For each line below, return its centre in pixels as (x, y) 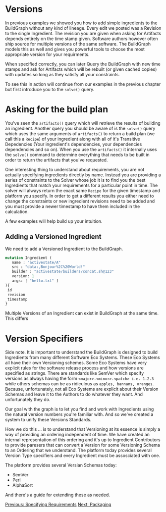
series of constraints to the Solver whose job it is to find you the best (75, 180)
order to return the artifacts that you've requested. (56, 160)
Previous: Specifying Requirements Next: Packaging (58, 505)
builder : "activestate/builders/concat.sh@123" (63, 272)
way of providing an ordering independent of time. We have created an (78, 435)
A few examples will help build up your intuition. (54, 221)
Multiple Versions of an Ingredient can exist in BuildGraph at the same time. (82, 313)
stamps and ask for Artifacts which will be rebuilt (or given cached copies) (81, 69)
